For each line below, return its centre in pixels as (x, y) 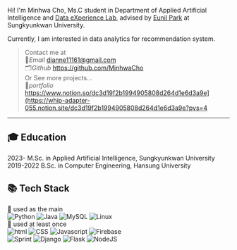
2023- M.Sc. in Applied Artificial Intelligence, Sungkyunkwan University (111, 158)
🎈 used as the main (35, 209)
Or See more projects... (59, 78)
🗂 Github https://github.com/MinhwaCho (84, 68)
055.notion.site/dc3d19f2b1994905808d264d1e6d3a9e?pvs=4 (116, 108)
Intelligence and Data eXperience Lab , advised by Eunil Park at (98, 18)
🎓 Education (37, 138)
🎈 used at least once (37, 224)
